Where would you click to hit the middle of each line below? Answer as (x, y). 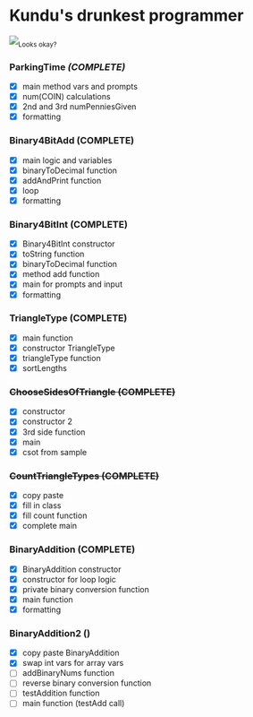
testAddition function (61, 693)
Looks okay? (38, 44)
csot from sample (55, 452)
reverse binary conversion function (87, 683)
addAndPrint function (62, 180)
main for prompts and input (72, 284)
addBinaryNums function (68, 673)
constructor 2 (47, 421)
